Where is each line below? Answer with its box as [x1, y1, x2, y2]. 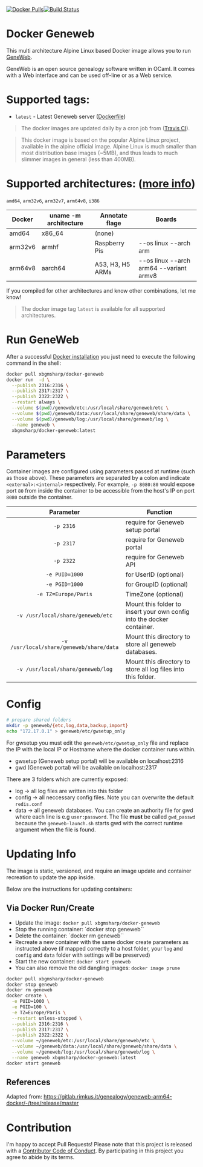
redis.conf [14, 801, 43, 807]
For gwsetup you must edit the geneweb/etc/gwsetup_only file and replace [6, 739, 189, 746]
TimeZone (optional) [125, 590, 184, 599]
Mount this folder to [125, 600, 181, 608]
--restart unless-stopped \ [11, 1015, 83, 1021]
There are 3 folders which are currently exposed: [6, 776, 129, 783]
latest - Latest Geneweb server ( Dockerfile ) [14, 113, 126, 120]
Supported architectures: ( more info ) [6, 177, 196, 191]
